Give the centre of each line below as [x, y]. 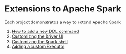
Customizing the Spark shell [40, 41]
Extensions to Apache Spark [63, 9]
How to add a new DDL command [45, 31]
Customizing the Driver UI [37, 36]
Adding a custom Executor [38, 46]
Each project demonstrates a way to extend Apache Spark [63, 22]
